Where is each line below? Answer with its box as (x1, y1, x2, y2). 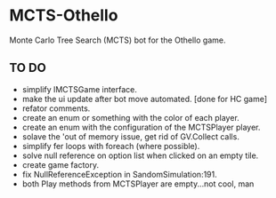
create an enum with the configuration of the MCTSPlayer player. (21, 122, 261, 132)
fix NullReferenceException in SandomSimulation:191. (21, 169, 218, 179)
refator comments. (21, 103, 91, 114)
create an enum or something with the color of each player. (21, 112, 240, 123)
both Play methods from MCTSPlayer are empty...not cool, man (21, 178, 255, 189)
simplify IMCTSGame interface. (21, 83, 138, 94)
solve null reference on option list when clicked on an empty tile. (21, 150, 259, 161)
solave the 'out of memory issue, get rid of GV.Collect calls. (21, 131, 240, 142)
